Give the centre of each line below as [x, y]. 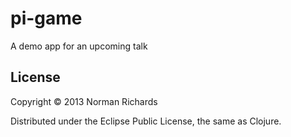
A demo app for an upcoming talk [79, 46]
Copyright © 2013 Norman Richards [84, 101]
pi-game [46, 18]
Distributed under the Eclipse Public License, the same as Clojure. [146, 121]
